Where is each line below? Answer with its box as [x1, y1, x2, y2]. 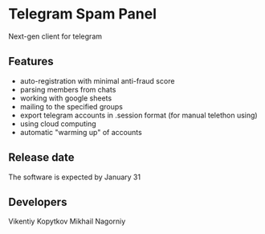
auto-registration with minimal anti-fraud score [19, 76, 175, 85]
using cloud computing [19, 118, 96, 129]
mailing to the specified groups [19, 101, 123, 111]
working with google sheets [19, 93, 112, 103]
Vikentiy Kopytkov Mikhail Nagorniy [8, 216, 126, 226]
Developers [8, 195, 67, 209]
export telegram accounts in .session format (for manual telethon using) [19, 110, 259, 120]
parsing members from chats [19, 84, 116, 94]
